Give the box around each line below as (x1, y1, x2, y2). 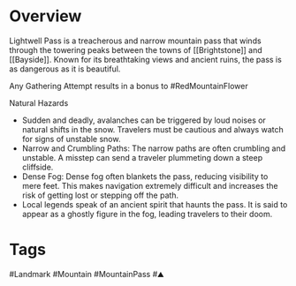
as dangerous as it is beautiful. (9, 64, 121, 74)
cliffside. (21, 162, 54, 172)
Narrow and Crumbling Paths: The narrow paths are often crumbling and (21, 143, 286, 154)
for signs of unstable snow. (21, 133, 121, 144)
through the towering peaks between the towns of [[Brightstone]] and (9, 44, 262, 55)
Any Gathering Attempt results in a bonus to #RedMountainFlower (9, 80, 249, 91)
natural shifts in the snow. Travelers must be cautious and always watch (21, 124, 285, 134)
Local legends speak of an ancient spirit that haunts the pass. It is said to (21, 199, 288, 209)
